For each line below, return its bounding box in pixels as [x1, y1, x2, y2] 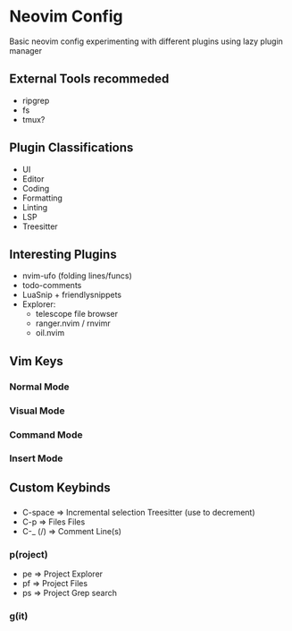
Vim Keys [9, 354, 64, 369]
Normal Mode [9, 380, 70, 393]
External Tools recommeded [9, 72, 170, 87]
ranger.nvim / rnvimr [35, 318, 112, 328]
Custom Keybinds [9, 480, 111, 495]
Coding [21, 183, 50, 193]
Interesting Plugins [9, 246, 118, 261]
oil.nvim [35, 328, 65, 338]
